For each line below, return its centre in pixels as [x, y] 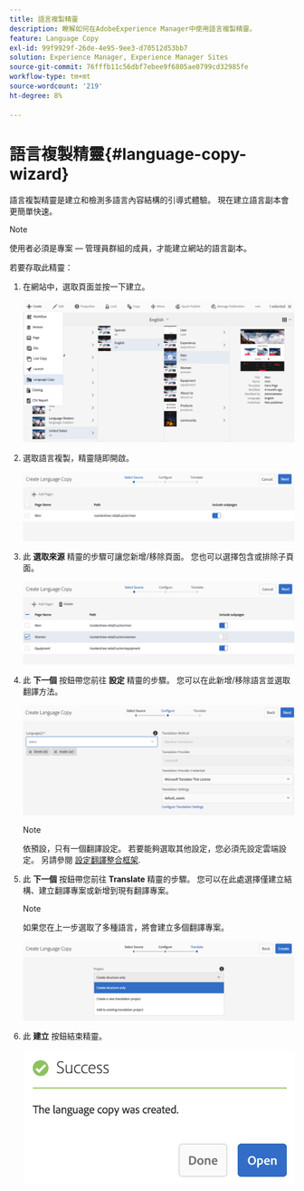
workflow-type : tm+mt [50, 77]
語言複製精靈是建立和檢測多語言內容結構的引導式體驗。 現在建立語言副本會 [149, 200]
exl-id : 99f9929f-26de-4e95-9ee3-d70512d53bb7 [99, 48]
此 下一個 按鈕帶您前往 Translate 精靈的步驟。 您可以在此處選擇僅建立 [153, 879]
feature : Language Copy [54, 38]
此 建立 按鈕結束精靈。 [64, 1036]
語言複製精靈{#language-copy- [128, 154]
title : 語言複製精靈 [44, 19]
